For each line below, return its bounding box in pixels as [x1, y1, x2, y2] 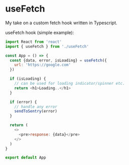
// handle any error [14, 104, 57, 109]
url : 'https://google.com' [14, 63, 71, 68]
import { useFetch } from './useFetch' [5, 44, 89, 49]
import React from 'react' [5, 39, 62, 44]
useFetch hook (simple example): [5, 29, 74, 35]
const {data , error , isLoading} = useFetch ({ [10, 58, 107, 63]
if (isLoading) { [10, 76, 46, 81]
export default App [5, 155, 46, 160]
